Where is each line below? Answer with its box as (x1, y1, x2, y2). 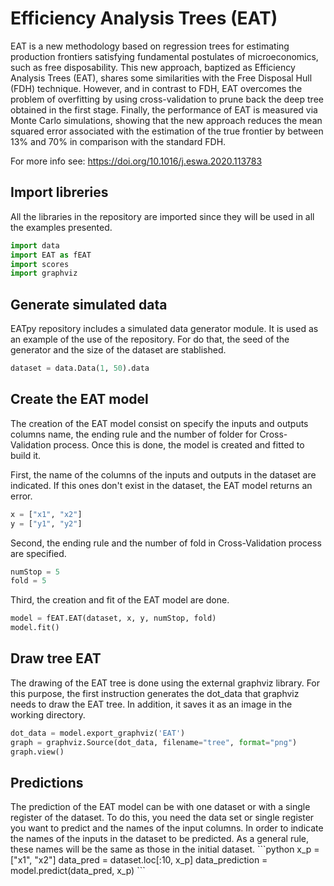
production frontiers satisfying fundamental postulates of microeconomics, (10, 50, 319, 62)
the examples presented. (10, 221, 113, 233)
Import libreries (10, 184, 109, 201)
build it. (10, 449, 42, 461)
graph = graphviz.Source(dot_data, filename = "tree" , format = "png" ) (10, 737, 298, 747)
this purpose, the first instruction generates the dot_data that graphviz (10, 687, 300, 699)
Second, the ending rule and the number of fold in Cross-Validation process (10, 537, 322, 549)
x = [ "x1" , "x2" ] (10, 509, 83, 519)
